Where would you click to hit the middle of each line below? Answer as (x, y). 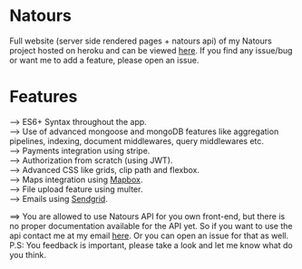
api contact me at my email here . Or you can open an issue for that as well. (149, 235)
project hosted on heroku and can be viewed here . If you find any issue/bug (151, 50)
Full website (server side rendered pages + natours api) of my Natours (141, 41)
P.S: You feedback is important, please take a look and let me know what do (151, 245)
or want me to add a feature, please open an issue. (104, 60)
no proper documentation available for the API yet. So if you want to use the (151, 226)
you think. (28, 255)
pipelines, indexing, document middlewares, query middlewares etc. (137, 140)
